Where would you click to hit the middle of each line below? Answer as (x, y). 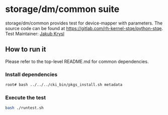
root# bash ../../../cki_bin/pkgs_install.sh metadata (64, 85)
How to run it (26, 49)
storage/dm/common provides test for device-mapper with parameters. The (84, 23)
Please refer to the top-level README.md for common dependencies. (77, 61)
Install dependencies (31, 74)
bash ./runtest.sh (24, 108)
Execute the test (26, 97)
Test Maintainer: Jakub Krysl (35, 33)
